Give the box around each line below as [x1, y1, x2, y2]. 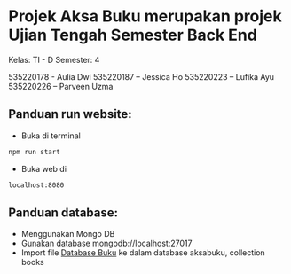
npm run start [8, 147, 61, 156]
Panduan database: [8, 205, 119, 220]
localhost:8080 [8, 180, 65, 190]
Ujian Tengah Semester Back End [8, 25, 258, 45]
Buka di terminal [20, 130, 81, 141]
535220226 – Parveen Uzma [8, 81, 114, 91]
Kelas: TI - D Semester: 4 [8, 54, 100, 65]
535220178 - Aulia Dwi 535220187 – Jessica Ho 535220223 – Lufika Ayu [8, 71, 275, 82]
